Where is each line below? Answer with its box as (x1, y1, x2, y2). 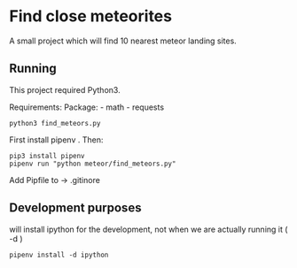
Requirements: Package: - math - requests (9, 102, 165, 112)
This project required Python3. (9, 84, 121, 95)
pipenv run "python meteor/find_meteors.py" (9, 159, 176, 168)
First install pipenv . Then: (9, 134, 104, 145)
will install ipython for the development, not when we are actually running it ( (9, 224, 288, 234)
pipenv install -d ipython (9, 250, 109, 259)
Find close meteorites (9, 6, 173, 27)
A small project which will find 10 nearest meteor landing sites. (9, 35, 237, 46)
